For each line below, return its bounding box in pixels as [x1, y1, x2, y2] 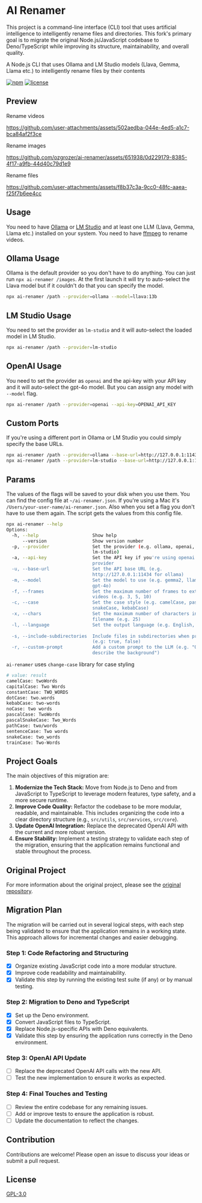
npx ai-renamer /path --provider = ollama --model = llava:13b [6, 294, 158, 300]
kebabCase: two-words [6, 700, 61, 707]
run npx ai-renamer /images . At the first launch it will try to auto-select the [6, 276, 191, 283]
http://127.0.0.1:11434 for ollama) [92, 571, 185, 578]
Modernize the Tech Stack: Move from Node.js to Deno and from [14, 784, 178, 791]
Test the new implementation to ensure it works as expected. [14, 1074, 167, 1081]
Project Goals [6, 756, 58, 766]
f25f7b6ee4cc [6, 190, 42, 197]
